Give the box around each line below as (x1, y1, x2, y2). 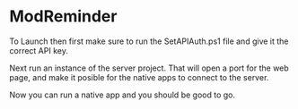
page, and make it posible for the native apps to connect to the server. (9, 71, 269, 82)
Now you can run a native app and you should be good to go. (9, 89, 236, 100)
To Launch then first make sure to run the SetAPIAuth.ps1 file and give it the (9, 36, 289, 46)
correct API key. (9, 45, 69, 55)
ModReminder (9, 6, 118, 27)
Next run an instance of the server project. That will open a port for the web (9, 63, 289, 73)
